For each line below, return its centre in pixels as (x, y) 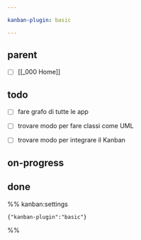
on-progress (36, 162)
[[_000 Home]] (39, 72)
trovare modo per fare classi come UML (75, 126)
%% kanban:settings (38, 204)
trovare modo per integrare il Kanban (72, 140)
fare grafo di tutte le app (53, 112)
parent (22, 55)
